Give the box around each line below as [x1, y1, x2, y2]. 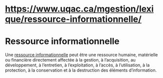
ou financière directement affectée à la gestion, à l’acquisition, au [5, 57, 136, 63]
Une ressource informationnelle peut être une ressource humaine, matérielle [5, 52, 158, 58]
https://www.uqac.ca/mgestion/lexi [5, 3, 154, 15]
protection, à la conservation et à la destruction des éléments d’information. [5, 67, 157, 73]
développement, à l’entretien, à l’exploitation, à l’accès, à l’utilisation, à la [5, 62, 150, 68]
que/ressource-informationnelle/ [5, 14, 142, 25]
